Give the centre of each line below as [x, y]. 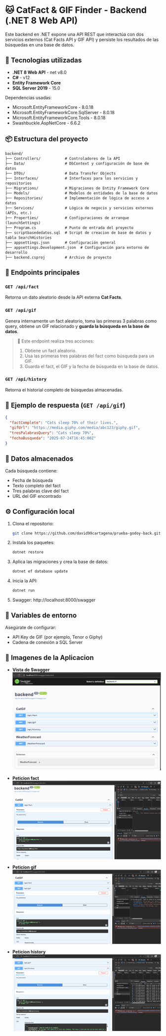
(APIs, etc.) [19, 213]
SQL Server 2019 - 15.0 [36, 88]
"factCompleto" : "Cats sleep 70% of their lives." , [64, 423]
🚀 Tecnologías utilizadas [43, 61]
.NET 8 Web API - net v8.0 [39, 72]
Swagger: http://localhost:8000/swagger [54, 600]
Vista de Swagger [31, 670]
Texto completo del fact [36, 485]
